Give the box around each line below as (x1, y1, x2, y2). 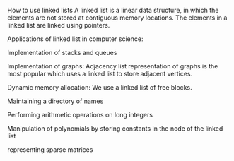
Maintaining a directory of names (7, 97, 104, 105)
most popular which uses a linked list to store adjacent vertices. (7, 70, 193, 78)
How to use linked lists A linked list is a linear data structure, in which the (7, 6, 219, 14)
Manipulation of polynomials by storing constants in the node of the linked (7, 124, 223, 133)
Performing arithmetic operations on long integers (7, 111, 153, 119)
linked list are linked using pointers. (7, 21, 110, 29)
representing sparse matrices (7, 145, 93, 154)
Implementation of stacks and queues (7, 49, 117, 56)
